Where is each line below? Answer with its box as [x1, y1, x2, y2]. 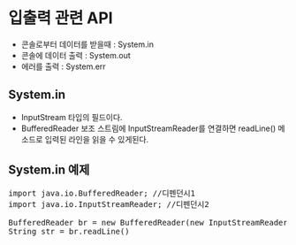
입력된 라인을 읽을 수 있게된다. [44, 134, 149, 144]
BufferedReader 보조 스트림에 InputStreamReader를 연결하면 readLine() [20, 123, 277, 134]
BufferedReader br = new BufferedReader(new [8, 218, 205, 227]
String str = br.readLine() [8, 226, 130, 236]
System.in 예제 [8, 163, 90, 178]
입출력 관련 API [8, 8, 113, 28]
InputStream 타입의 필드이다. [20, 111, 123, 122]
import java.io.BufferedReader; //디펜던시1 [8, 188, 196, 198]
